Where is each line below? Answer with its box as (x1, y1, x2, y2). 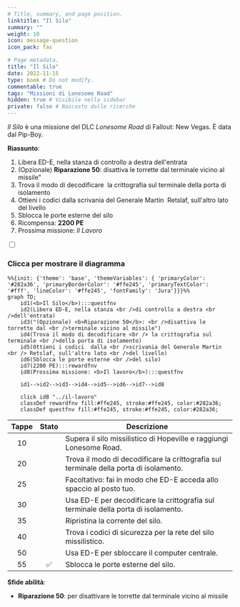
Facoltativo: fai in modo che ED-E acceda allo (65, 475, 219, 485)
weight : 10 (7, 30, 40, 38)
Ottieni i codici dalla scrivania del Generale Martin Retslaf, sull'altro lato (17, 196, 229, 204)
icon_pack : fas (7, 44, 53, 51)
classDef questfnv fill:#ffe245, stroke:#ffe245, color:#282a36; (20, 406, 219, 413)
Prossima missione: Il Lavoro (17, 226, 102, 234)
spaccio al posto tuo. (65, 483, 136, 493)
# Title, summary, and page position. (7, 10, 123, 18)
